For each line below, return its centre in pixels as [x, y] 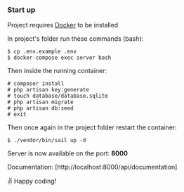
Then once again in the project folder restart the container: [92, 127]
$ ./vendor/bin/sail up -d [47, 141]
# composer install [36, 84]
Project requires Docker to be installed [63, 25]
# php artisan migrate [40, 102]
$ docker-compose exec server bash [59, 58]
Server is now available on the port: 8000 [68, 153]
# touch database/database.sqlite [58, 96]
